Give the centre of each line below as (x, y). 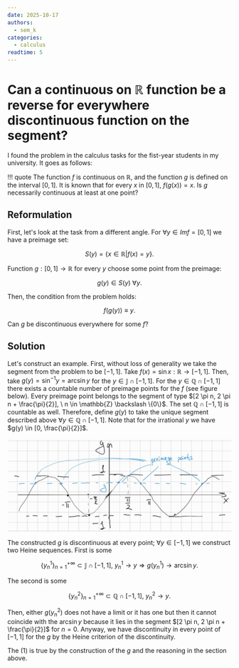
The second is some (37, 581)
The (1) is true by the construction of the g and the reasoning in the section (117, 650)
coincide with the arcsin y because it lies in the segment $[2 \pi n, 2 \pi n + (117, 621)
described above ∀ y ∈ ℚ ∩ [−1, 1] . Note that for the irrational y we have (111, 420)
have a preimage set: (38, 239)
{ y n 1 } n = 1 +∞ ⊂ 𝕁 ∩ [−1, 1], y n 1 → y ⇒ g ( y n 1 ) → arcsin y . (119, 566)
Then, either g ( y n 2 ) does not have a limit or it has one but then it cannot (112, 613)
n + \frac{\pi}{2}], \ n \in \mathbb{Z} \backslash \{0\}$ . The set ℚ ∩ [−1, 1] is (118, 404)
